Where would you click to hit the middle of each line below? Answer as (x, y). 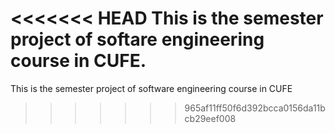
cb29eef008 (210, 118)
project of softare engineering (137, 39)
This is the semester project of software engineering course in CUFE (151, 88)
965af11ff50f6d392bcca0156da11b (255, 108)
